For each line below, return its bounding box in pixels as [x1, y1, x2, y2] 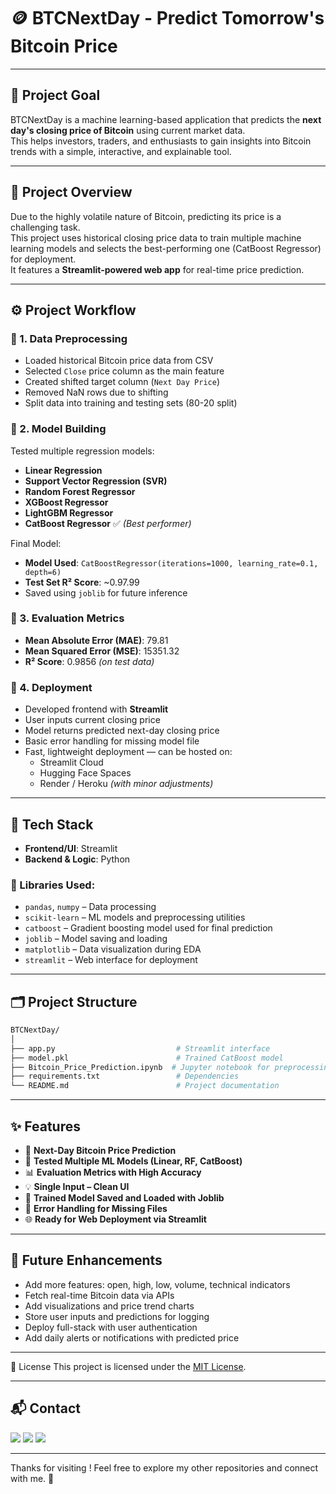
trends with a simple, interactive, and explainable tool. [10, 145, 232, 157]
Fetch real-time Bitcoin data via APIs [24, 1289, 175, 1301]
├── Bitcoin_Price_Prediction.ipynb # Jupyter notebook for [10, 1062, 271, 1072]
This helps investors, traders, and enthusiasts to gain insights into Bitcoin [10, 135, 312, 147]
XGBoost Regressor [24, 496, 109, 508]
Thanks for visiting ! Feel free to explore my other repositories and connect [10, 1461, 319, 1474]
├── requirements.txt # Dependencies [10, 1071, 240, 1082]
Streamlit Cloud [39, 756, 104, 769]
